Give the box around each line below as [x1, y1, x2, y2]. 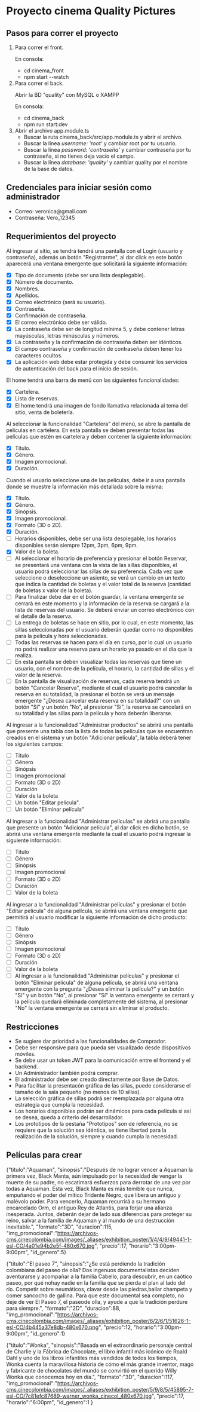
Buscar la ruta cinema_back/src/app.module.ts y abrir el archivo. [23, 133, 183, 140]
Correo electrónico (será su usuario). [14, 298, 106, 305]
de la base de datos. [23, 166, 74, 172]
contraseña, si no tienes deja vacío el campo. [23, 152, 136, 160]
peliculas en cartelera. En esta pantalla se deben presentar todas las [6, 426, 174, 434]
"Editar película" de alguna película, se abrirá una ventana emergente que [6, 907, 187, 914]
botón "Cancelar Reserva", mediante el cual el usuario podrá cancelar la [14, 684, 192, 691]
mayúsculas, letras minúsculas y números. [14, 332, 119, 339]
